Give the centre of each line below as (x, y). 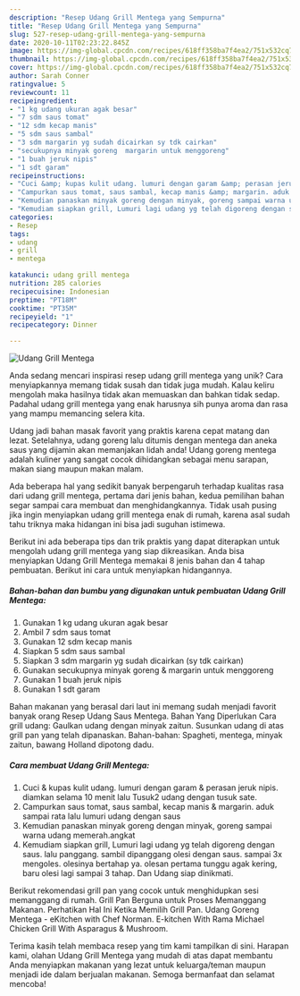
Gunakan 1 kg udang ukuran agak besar (95, 623)
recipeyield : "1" (42, 317)
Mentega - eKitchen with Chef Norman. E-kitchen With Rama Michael (137, 919)
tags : (19, 234)
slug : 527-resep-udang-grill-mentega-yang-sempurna (107, 34)
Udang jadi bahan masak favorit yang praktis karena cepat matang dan (139, 431)
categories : (31, 217)
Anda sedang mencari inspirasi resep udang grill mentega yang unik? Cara (146, 376)
